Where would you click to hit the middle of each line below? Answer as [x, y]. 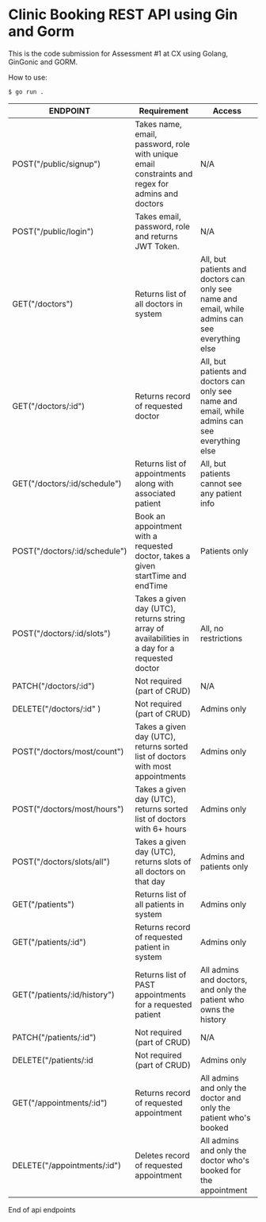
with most [153, 766]
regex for [151, 183]
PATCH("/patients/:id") [54, 1037]
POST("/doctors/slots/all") [61, 862]
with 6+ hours [160, 829]
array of [149, 628]
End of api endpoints [42, 1209]
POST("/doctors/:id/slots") [61, 633]
